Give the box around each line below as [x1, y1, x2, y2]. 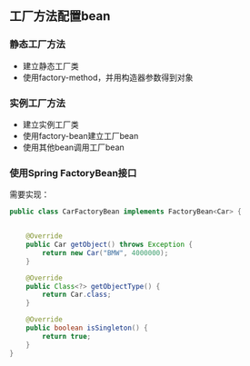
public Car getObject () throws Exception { [25, 240, 194, 250]
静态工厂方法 [9, 38, 66, 51]
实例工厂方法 [9, 96, 66, 109]
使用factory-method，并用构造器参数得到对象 [22, 72, 194, 83]
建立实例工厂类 [22, 119, 79, 130]
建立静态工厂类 [22, 60, 79, 71]
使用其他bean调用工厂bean [22, 142, 125, 153]
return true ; [42, 331, 92, 341]
